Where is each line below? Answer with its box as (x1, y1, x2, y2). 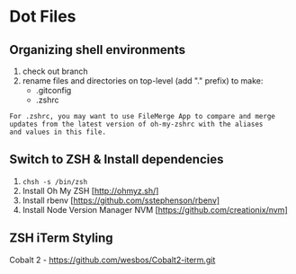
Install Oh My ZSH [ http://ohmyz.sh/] (22, 185, 159, 196)
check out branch (22, 66, 88, 76)
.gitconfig (35, 85, 72, 95)
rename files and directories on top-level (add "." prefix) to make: (22, 75, 264, 86)
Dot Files (9, 6, 76, 27)
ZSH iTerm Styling (9, 231, 114, 246)
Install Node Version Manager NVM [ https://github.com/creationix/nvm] (22, 204, 288, 215)
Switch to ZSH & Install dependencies (9, 152, 224, 167)
